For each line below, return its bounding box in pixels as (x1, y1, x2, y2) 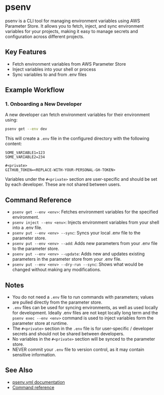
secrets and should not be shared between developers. (12, 330, 125, 337)
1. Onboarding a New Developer (5, 101, 82, 108)
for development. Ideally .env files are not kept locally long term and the (12, 310, 159, 316)
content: (5, 141, 22, 147)
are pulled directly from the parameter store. (12, 299, 102, 305)
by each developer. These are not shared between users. (5, 182, 121, 188)
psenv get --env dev (5, 126, 48, 132)
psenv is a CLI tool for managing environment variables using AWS (5, 18, 140, 24)
